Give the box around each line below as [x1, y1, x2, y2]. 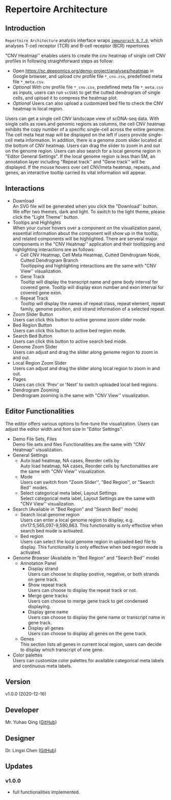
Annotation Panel [20, 560, 56, 566]
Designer [5, 734, 35, 743]
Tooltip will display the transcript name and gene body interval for [20, 279, 158, 285]
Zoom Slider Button [12, 311, 53, 317]
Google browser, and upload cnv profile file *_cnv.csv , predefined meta [12, 73, 163, 79]
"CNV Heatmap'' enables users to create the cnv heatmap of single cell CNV [5, 52, 166, 58]
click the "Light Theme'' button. [12, 214, 79, 220]
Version [5, 677, 31, 686]
